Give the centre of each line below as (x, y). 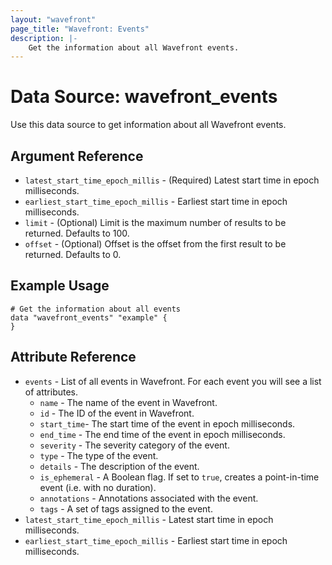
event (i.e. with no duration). (98, 487)
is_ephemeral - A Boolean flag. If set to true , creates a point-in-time (179, 477)
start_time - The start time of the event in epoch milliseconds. (167, 423)
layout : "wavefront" (53, 19)
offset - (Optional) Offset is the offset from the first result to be (155, 244)
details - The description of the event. (119, 466)
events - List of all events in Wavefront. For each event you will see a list (173, 381)
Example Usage (60, 286)
